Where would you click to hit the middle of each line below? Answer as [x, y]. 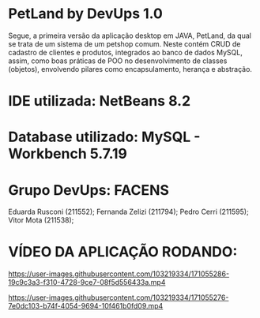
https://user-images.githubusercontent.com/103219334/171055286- [119, 274]
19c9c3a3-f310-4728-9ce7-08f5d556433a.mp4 [87, 282]
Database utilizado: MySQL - [104, 137]
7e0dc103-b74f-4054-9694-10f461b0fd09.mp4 [86, 306]
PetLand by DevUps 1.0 [86, 14]
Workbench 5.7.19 [68, 154]
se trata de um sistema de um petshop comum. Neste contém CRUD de [124, 43]
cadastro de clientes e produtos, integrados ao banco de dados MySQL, [126, 52]
